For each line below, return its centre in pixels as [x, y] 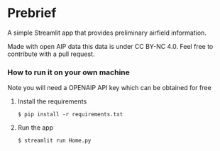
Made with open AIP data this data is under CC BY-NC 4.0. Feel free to [110, 46]
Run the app [35, 128]
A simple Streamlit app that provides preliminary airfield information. [107, 33]
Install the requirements [52, 101]
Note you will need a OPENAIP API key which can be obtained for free [109, 88]
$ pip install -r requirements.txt [70, 115]
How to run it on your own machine [68, 72]
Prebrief [32, 13]
